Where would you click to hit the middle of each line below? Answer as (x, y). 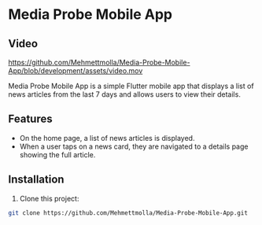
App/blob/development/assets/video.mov (76, 71)
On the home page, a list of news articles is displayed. (107, 138)
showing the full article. (57, 154)
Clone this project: (49, 198)
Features (30, 119)
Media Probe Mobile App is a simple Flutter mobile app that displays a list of (131, 86)
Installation (36, 180)
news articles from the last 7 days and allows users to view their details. (125, 94)
